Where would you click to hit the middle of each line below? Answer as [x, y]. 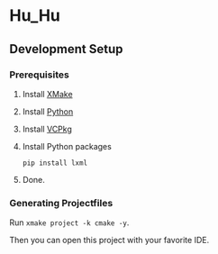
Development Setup [66, 49]
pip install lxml [55, 163]
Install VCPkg [47, 129]
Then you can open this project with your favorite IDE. [109, 240]
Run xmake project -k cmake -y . [69, 222]
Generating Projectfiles [61, 203]
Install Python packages [67, 146]
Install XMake [48, 94]
